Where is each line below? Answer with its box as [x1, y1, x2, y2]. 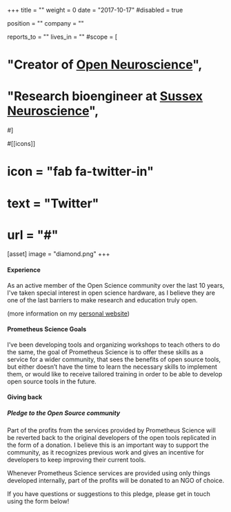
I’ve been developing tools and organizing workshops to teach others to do [7, 340, 221, 349]
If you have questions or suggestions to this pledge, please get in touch [7, 490, 210, 498]
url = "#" [7, 227, 59, 243]
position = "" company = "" [7, 19, 84, 27]
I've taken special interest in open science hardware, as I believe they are [7, 289, 216, 297]
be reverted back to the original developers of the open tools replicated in [7, 434, 217, 442]
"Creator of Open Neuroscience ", [7, 57, 203, 73]
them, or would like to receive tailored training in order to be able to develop [7, 369, 223, 378]
